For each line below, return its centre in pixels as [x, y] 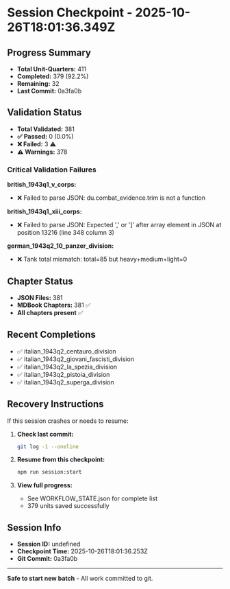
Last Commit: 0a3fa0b [49, 91]
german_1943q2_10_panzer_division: [61, 246]
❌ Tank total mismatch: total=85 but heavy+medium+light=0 [102, 259]
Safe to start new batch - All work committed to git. [80, 579]
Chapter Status [40, 281]
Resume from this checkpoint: [61, 460]
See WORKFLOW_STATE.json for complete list [92, 498]
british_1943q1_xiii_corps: [44, 211]
